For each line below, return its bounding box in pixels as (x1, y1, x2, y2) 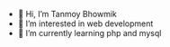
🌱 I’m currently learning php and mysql (17, 28, 162, 38)
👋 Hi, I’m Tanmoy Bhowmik (17, 9, 117, 19)
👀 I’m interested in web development (17, 18, 154, 29)
